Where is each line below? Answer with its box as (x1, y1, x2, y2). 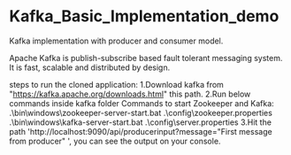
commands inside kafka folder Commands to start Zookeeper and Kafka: (9, 97, 274, 108)
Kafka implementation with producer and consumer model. (9, 35, 224, 46)
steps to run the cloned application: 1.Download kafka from (9, 79, 224, 89)
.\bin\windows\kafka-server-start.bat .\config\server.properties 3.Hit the (9, 117, 272, 128)
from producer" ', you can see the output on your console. (9, 136, 221, 146)
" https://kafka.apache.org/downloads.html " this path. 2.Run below (9, 89, 251, 99)
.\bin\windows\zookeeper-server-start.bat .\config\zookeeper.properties (9, 107, 272, 118)
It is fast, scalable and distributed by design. (9, 62, 171, 73)
